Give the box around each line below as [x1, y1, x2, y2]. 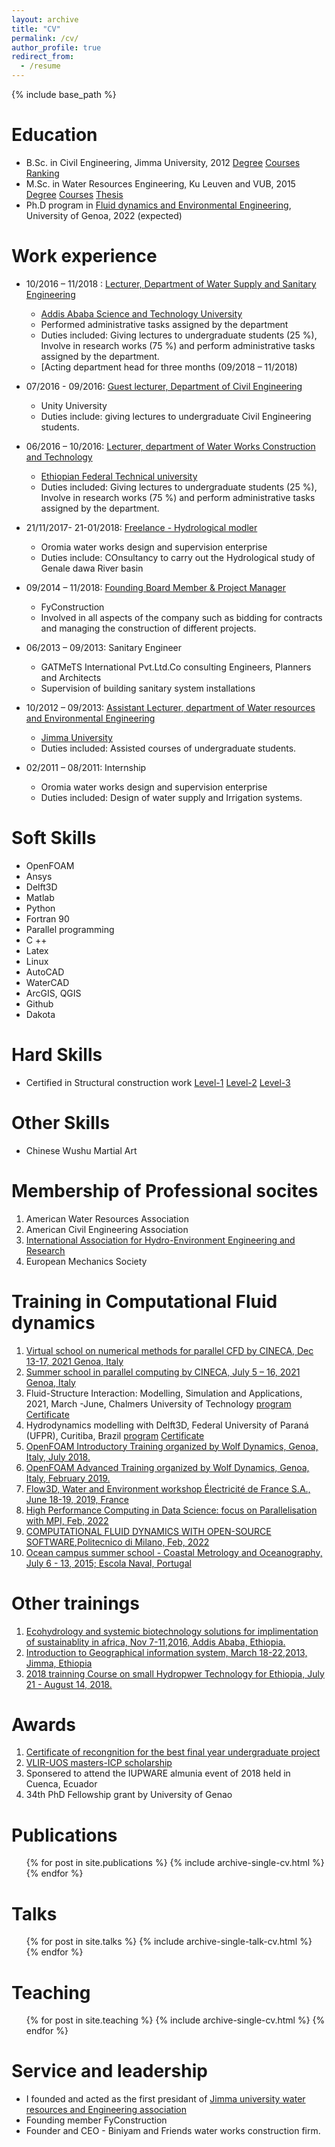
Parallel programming [25, 923, 115, 935]
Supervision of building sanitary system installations [40, 682, 256, 694]
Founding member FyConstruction [25, 2114, 168, 2126]
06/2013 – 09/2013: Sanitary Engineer [25, 641, 183, 653]
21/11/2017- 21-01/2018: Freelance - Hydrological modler [25, 521, 258, 533]
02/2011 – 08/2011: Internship [25, 761, 147, 773]
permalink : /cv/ [11, 33, 79, 43]
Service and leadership [11, 2060, 208, 2083]
